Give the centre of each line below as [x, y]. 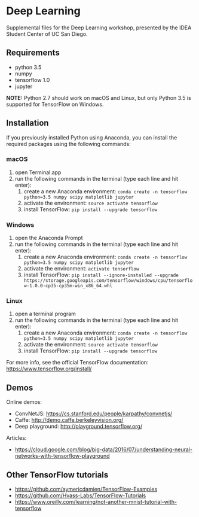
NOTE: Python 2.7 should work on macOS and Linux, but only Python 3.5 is [99, 98]
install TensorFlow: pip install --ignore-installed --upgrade [101, 275]
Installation [27, 123]
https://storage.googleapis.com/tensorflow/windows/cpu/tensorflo [108, 281]
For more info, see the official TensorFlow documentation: [77, 363]
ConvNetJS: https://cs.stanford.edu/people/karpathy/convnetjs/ [94, 413]
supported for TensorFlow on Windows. [55, 104]
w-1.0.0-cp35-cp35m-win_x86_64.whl [68, 286]
